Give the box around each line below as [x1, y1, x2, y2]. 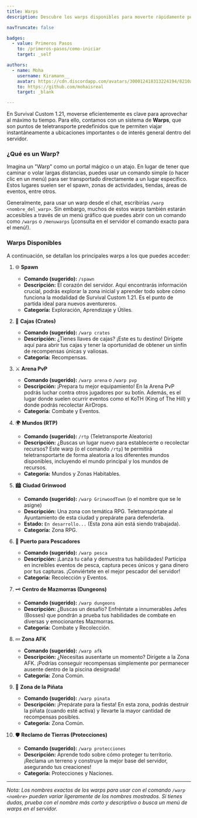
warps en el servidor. [6, 805, 58, 812]
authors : [6, 62, 28, 68]
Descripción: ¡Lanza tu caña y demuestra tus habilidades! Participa [23, 555, 186, 562]
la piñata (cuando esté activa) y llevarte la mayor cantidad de [23, 707, 171, 714]
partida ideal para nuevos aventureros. [23, 300, 117, 307]
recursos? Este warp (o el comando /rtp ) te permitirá [23, 445, 153, 452]
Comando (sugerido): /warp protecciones [23, 744, 126, 752]
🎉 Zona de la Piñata [15, 683, 63, 690]
